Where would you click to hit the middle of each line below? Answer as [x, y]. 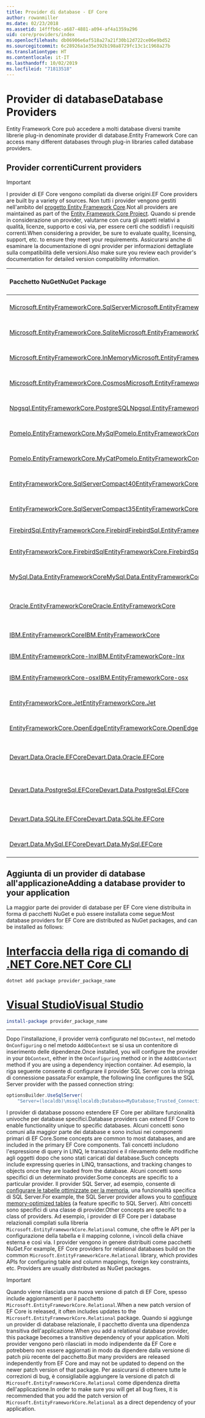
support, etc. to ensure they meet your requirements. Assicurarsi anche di [99, 239]
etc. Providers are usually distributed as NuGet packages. [79, 1268]
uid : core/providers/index [41, 35]
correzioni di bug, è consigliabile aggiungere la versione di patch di [91, 1376]
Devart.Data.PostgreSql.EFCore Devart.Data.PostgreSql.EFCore [99, 790]
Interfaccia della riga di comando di [98, 952]
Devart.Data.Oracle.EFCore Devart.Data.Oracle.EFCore [87, 757]
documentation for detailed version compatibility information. [83, 259]
